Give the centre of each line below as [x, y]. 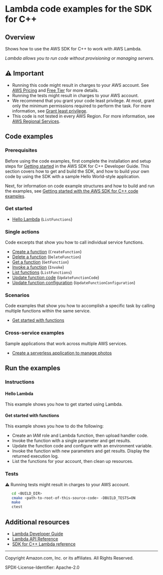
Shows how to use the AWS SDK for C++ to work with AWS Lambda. [73, 49]
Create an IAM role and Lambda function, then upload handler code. [80, 436]
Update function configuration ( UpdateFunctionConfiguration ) [74, 283]
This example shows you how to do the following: [54, 426]
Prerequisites [21, 150]
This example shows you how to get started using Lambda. [64, 404]
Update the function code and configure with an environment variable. [82, 446]
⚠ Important [24, 74]
